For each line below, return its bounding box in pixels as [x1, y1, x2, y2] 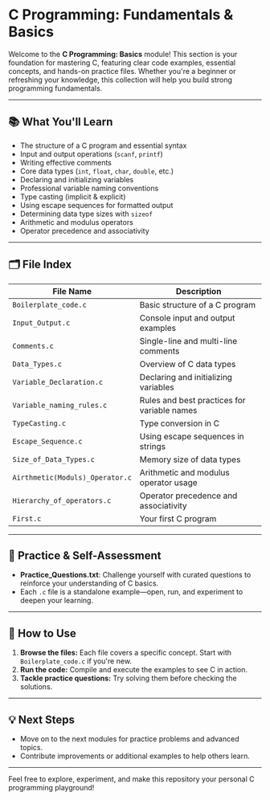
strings [139, 440, 166, 451]
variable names [139, 404, 198, 415]
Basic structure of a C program [139, 299, 256, 310]
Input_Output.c [12, 318, 71, 327]
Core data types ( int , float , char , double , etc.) [19, 166, 174, 176]
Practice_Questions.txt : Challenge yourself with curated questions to [19, 570, 252, 580]
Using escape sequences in [139, 431, 244, 442]
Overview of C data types [139, 358, 236, 369]
